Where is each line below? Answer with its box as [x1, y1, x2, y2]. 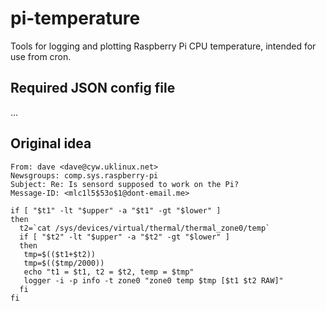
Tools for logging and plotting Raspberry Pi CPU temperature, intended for [10, 40, 317, 52]
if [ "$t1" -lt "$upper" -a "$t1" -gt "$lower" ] [10, 205, 222, 216]
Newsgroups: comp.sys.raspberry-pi [10, 170, 159, 181]
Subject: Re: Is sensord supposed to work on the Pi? [10, 179, 240, 189]
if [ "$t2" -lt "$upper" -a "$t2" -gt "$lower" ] [19, 232, 230, 242]
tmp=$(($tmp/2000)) [23, 258, 105, 268]
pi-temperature [10, 7, 141, 30]
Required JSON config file [10, 80, 176, 97]
